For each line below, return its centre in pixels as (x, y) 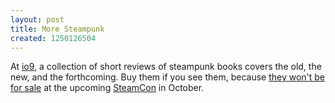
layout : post (37, 19)
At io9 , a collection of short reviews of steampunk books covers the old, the (166, 67)
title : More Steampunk (57, 29)
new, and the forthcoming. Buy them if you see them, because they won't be (168, 77)
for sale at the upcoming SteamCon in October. (107, 88)
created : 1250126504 (53, 38)
